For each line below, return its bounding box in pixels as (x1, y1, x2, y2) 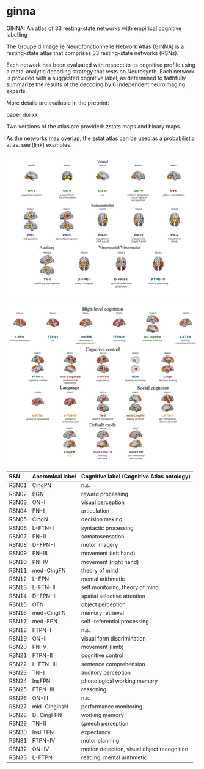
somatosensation (81, 532, 125, 540)
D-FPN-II (32, 592, 57, 600)
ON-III (32, 694, 49, 702)
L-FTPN (32, 754, 53, 761)
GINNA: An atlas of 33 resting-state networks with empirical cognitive (6, 24, 182, 32)
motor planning (81, 737, 120, 744)
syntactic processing (81, 524, 134, 532)
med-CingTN (32, 609, 66, 617)
